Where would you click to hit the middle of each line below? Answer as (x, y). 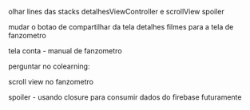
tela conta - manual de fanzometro (65, 51)
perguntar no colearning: (49, 66)
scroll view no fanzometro (51, 82)
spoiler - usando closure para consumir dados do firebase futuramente (125, 97)
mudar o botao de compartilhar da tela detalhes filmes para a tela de (121, 27)
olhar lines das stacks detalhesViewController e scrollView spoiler (117, 12)
